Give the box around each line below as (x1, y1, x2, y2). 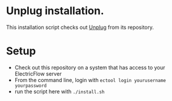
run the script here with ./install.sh (14, 87, 105, 95)
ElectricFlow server (14, 70, 62, 77)
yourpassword (14, 83, 47, 89)
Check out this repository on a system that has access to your (14, 64, 166, 71)
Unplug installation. (6, 4, 104, 18)
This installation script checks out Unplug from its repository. (6, 24, 154, 31)
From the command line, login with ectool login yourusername (14, 76, 166, 83)
